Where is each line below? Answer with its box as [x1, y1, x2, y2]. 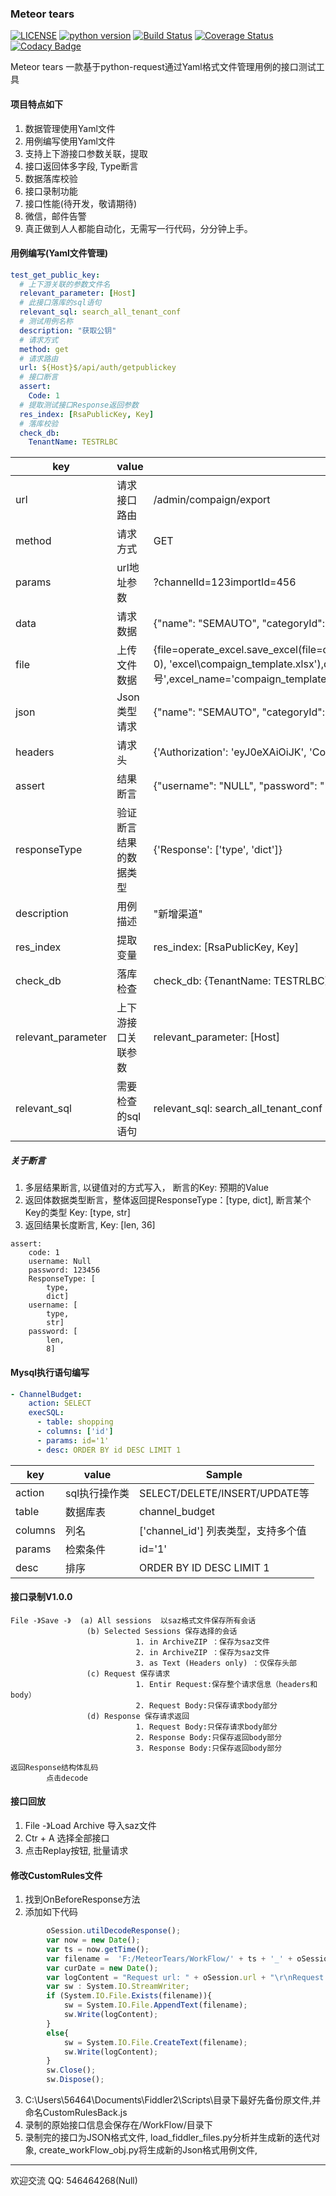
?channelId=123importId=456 [153, 575, 297, 589]
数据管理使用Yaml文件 [24, 122, 116, 134]
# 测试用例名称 [19, 317, 73, 327]
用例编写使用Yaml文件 [24, 135, 116, 147]
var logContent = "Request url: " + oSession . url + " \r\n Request [46, 1972, 325, 1982]
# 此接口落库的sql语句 [19, 298, 102, 308]
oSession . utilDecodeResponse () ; [46, 1926, 182, 1936]
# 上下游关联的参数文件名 [19, 279, 111, 289]
